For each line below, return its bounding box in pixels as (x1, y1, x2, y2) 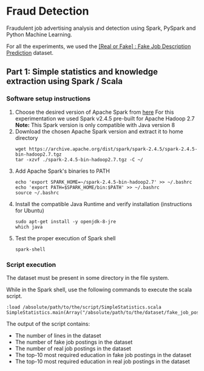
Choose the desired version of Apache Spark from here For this (15, 108, 174, 116)
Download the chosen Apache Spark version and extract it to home (15, 128, 183, 135)
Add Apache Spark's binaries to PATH (15, 167, 110, 175)
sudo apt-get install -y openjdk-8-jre (15, 218, 117, 224)
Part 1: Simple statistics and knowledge (6, 67, 158, 77)
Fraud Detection (6, 4, 89, 18)
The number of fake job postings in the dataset (15, 338, 133, 345)
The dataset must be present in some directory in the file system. (6, 274, 169, 281)
